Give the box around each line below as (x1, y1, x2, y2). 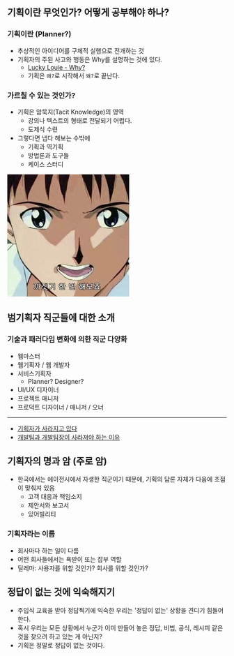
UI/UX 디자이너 (17, 385, 59, 394)
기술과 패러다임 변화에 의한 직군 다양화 (7, 334, 127, 344)
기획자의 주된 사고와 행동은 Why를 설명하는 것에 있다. (17, 55, 162, 64)
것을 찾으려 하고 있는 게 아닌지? (17, 632, 103, 641)
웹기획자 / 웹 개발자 (17, 360, 70, 368)
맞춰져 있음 (24, 484, 55, 492)
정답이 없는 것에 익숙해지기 (7, 586, 115, 598)
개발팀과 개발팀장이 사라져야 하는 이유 (17, 433, 120, 441)
